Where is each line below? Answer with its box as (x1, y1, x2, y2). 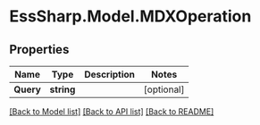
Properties (9, 42, 70, 57)
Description (84, 69, 136, 80)
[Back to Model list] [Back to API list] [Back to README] (9, 106, 214, 117)
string (49, 83, 76, 96)
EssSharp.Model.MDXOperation (9, 6, 252, 27)
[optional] (143, 83, 185, 96)
